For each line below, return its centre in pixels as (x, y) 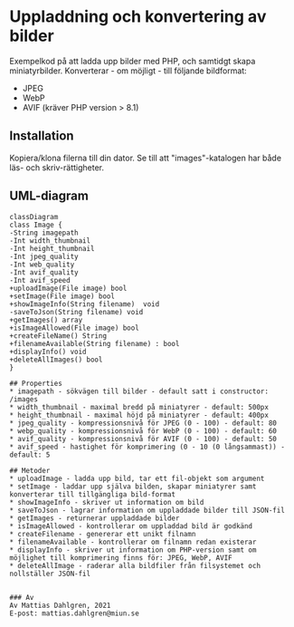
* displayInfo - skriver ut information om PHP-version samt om (133, 550)
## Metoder (30, 470)
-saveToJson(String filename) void (76, 312)
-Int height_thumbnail (52, 248)
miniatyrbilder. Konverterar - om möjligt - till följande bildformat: (128, 71)
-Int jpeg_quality (44, 256)
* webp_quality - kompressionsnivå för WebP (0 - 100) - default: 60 (143, 431)
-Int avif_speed (40, 280)
